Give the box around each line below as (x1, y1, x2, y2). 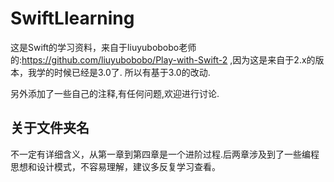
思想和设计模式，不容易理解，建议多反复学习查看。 (10, 160, 221, 172)
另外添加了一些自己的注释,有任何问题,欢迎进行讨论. (10, 87, 220, 99)
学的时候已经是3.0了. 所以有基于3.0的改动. (36, 66, 211, 78)
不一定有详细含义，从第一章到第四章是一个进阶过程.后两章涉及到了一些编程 (10, 148, 320, 160)
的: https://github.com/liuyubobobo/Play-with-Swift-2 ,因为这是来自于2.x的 (10, 53, 316, 66)
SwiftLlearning (10, 7, 135, 30)
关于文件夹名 (10, 120, 90, 137)
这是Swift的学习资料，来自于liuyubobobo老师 (10, 41, 197, 53)
